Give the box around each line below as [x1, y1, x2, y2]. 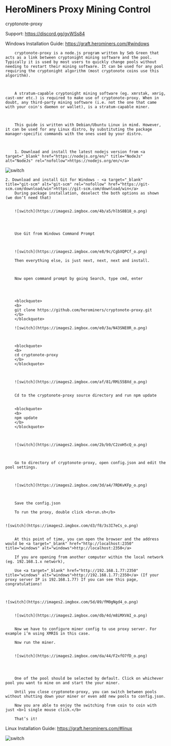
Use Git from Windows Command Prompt [14, 231, 95, 236]
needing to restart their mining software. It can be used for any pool [5, 64, 164, 69]
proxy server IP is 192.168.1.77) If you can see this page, [5, 577, 139, 582]
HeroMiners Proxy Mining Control [5, 4, 151, 15]
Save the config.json [14, 501, 60, 506]
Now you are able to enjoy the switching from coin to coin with [14, 702, 157, 708]
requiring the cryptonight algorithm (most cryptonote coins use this [5, 68, 159, 73]
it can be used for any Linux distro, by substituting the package [5, 127, 153, 132]
